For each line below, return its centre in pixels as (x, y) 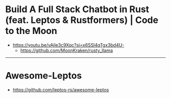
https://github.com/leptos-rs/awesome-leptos (61, 89)
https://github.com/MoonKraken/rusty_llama (66, 50)
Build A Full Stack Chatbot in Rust (77, 9)
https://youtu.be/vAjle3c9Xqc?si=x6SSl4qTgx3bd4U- (68, 45)
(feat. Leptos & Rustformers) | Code (82, 20)
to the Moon (31, 31)
